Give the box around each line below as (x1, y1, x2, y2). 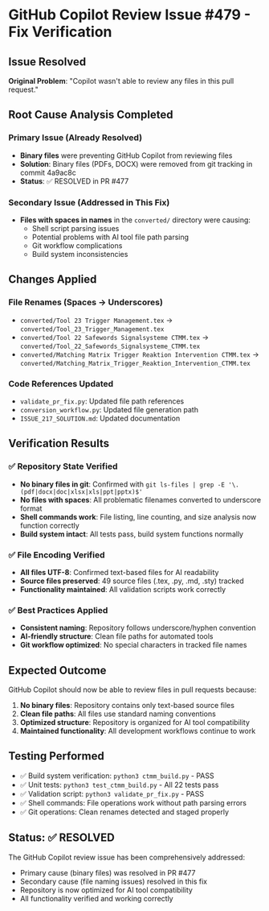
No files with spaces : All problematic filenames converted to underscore (19, 495, 262, 504)
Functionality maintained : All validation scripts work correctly (19, 584, 226, 594)
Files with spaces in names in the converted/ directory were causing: (19, 215, 251, 225)
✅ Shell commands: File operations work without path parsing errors (19, 797, 247, 807)
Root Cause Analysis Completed (8, 108, 173, 122)
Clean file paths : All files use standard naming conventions (19, 709, 217, 718)
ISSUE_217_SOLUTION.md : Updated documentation (19, 413, 181, 423)
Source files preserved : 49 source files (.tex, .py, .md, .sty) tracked (19, 576, 244, 586)
